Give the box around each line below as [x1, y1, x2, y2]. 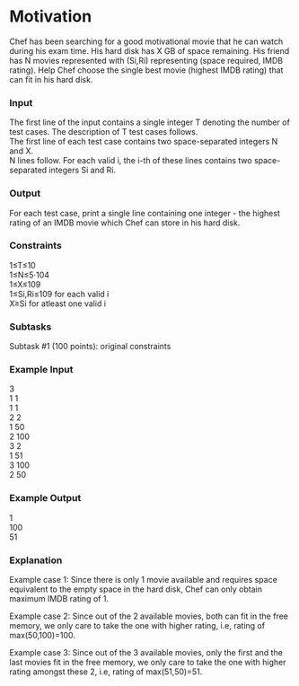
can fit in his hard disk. [9, 74, 93, 84]
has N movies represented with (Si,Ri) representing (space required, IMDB [9, 55, 284, 66]
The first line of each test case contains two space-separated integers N [9, 136, 278, 147]
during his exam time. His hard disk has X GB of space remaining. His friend [9, 45, 290, 56]
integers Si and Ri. [48, 164, 117, 176]
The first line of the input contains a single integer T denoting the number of [9, 117, 290, 128]
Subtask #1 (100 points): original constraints [9, 341, 171, 352]
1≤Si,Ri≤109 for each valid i [9, 288, 110, 299]
